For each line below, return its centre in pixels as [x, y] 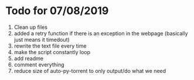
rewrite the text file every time [50, 46]
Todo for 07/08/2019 [57, 11]
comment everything [39, 64]
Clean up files [31, 27]
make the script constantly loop [52, 52]
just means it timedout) [42, 39]
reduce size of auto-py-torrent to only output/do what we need [90, 71]
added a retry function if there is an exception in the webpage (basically [101, 33]
